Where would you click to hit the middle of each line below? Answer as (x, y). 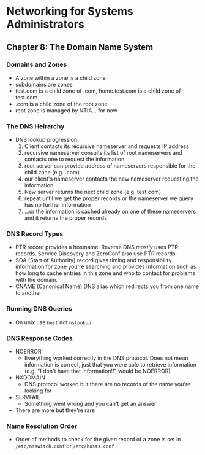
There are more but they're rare (55, 410)
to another (28, 293)
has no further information (57, 205)
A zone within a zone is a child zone (60, 77)
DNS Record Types (35, 234)
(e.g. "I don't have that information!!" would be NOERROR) (97, 371)
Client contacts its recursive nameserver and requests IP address (107, 146)
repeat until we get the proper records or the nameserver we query (109, 198)
